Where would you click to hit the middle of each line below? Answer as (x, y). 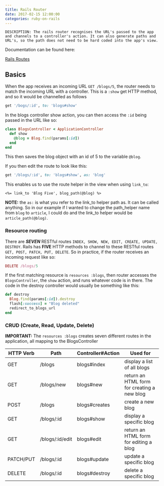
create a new (139, 402)
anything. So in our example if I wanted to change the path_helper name (77, 208)
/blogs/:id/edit (56, 439)
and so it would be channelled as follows (46, 97)
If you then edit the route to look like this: (46, 166)
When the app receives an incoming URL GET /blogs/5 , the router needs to (80, 87)
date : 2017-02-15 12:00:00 (32, 14)
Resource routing (26, 231)
